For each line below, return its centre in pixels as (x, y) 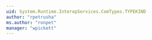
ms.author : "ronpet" (32, 22)
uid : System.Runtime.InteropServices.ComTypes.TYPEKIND (76, 11)
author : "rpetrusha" (32, 17)
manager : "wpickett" (32, 28)
